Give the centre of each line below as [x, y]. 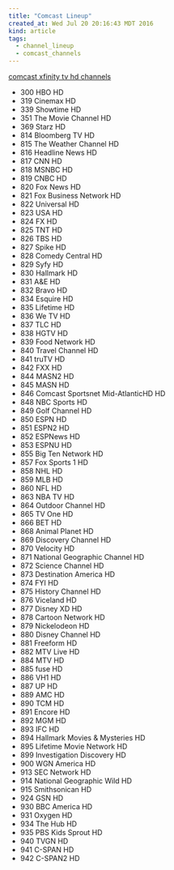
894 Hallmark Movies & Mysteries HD [83, 738]
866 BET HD [41, 522]
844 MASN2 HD [47, 376]
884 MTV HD [42, 660]
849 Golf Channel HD [56, 411]
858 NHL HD [41, 471]
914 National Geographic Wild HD [76, 781]
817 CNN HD [41, 161]
